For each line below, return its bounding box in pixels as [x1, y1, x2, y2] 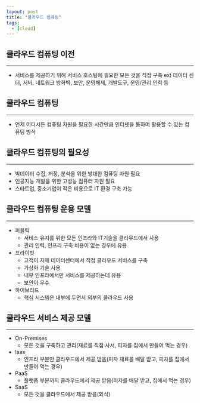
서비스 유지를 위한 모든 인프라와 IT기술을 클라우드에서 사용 [23, 234, 159, 241]
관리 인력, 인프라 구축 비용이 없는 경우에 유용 [23, 241, 127, 248]
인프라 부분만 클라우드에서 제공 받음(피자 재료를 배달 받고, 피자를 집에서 [23, 356, 189, 363]
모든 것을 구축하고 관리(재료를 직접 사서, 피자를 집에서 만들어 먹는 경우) [23, 342, 188, 349]
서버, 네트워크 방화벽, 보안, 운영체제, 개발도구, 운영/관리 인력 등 [23, 79, 169, 87]
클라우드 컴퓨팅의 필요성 [6, 147, 89, 158]
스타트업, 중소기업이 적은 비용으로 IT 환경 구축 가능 [14, 184, 133, 192]
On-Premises [14, 335, 48, 342]
